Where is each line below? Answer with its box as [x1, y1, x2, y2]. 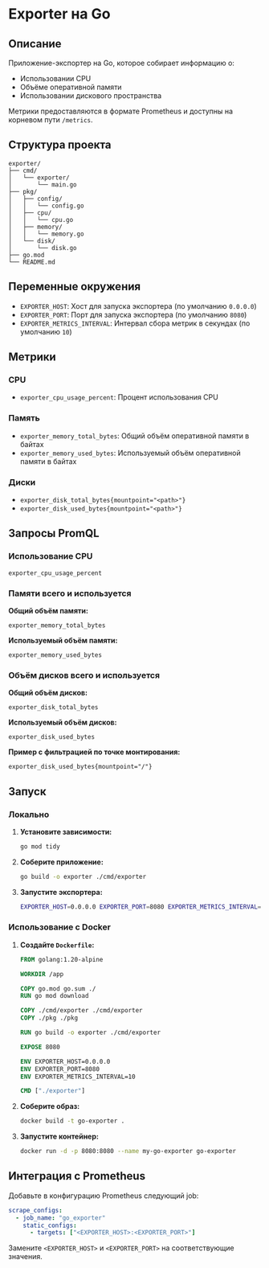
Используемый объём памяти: [8, 635, 118, 645]
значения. [8, 1252, 43, 1262]
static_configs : [22, 1221, 78, 1229]
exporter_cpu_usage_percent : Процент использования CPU [19, 392, 218, 402]
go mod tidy [19, 842, 60, 851]
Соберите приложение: [19, 857, 104, 867]
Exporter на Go [8, 5, 111, 23]
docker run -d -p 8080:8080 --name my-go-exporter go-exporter [19, 1147, 237, 1155]
